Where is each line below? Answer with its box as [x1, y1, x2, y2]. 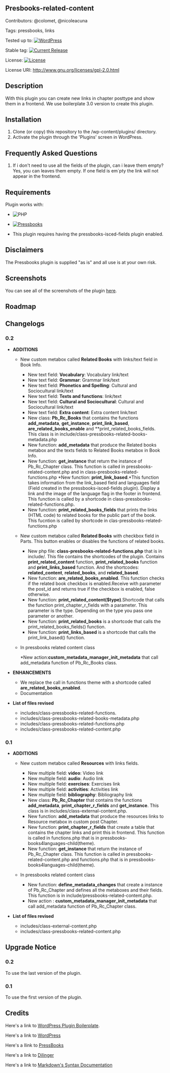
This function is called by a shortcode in [27, 496, 112, 502]
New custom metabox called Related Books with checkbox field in [20, 533, 159, 539]
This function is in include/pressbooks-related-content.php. [27, 892, 153, 898]
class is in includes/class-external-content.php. [27, 808, 128, 814]
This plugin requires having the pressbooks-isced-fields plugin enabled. [12, 231, 164, 237]
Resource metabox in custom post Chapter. [27, 819, 118, 825]
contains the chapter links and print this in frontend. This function [27, 829, 165, 836]
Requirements [5, 188, 51, 196]
